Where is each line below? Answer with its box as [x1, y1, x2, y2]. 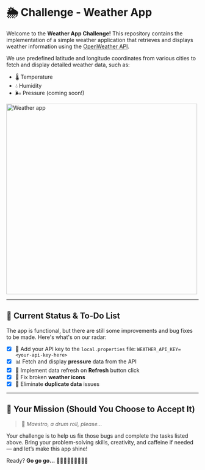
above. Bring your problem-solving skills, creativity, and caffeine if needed [6, 438, 194, 446]
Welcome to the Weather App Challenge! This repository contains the [6, 29, 183, 37]
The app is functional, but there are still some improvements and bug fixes [6, 327, 193, 334]
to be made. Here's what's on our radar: [6, 333, 107, 341]
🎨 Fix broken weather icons [15, 373, 85, 380]
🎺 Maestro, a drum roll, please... [21, 420, 103, 427]
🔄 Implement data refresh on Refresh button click [15, 366, 140, 374]
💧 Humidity [15, 82, 42, 89]
